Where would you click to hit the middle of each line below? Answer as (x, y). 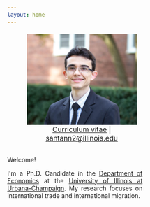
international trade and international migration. (74, 195)
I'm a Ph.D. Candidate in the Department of (75, 173)
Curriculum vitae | (82, 129)
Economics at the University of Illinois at (75, 180)
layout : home (26, 15)
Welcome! (22, 159)
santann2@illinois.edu (82, 138)
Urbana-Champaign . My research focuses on (75, 188)
